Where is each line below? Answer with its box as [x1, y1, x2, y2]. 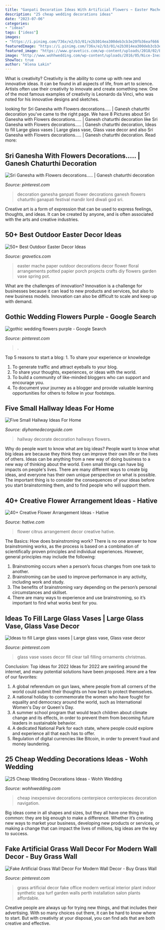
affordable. [17, 895, 40, 901]
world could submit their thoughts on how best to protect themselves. [12, 689, 153, 695]
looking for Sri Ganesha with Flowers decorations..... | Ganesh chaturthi [5, 106, 150, 112]
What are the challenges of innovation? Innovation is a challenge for [5, 283, 142, 289]
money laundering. [12, 741, 51, 747]
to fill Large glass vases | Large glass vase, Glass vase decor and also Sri [5, 127, 153, 133]
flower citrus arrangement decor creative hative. [17, 529, 115, 535]
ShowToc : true [5, 58, 34, 62]
